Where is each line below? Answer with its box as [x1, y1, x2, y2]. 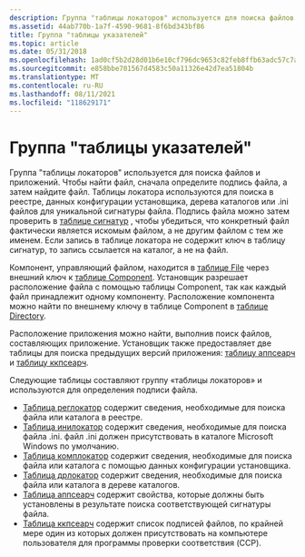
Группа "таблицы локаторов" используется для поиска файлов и [9, 167, 261, 178]
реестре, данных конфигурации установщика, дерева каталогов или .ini [9, 197, 289, 208]
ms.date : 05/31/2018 [9, 47, 88, 56]
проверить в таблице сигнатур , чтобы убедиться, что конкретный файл [9, 216, 290, 227]
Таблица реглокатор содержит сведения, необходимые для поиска [22, 402, 286, 413]
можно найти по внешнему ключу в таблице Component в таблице [9, 301, 269, 312]
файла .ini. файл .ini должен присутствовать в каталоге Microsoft [22, 431, 274, 442]
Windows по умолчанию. [22, 441, 120, 451]
